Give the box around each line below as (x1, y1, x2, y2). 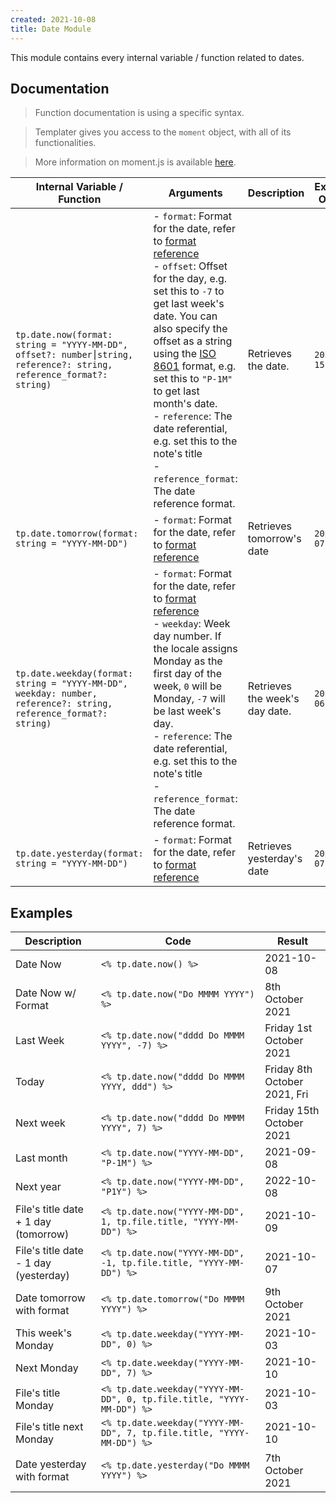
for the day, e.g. (153, 272, 228, 286)
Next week (15, 1116, 66, 1130)
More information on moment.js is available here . (34, 156, 237, 168)
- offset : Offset (153, 259, 228, 273)
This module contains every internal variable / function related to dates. (10, 51, 305, 63)
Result (277, 934, 309, 948)
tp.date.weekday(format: (15, 668, 134, 680)
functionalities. (34, 137, 97, 149)
